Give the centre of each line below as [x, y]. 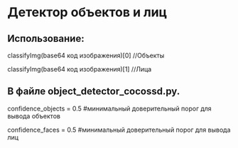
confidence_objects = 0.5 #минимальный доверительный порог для [109, 108]
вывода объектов [34, 116]
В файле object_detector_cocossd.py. [94, 92]
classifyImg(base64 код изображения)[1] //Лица [80, 69]
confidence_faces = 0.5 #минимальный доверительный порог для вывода [119, 130]
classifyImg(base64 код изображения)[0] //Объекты [86, 55]
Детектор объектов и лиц [87, 12]
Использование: [46, 39]
